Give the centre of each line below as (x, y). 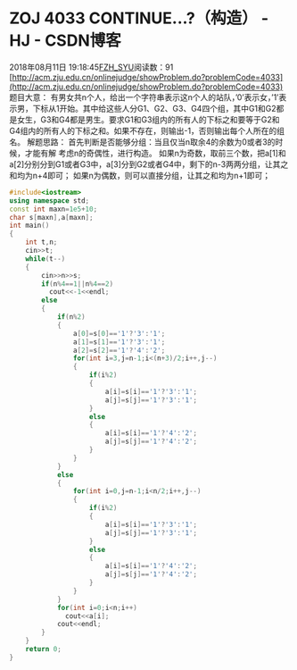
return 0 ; (44, 649)
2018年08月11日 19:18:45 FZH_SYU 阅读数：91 (91, 67)
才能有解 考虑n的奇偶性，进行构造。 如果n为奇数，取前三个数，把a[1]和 (156, 153)
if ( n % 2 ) (71, 317)
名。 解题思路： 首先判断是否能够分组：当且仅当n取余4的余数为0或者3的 (142, 142)
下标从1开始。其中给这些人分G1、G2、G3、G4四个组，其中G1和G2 (154, 108)
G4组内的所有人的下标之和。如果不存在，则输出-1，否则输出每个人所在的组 (147, 130)
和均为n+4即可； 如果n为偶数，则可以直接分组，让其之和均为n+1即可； (140, 175)
